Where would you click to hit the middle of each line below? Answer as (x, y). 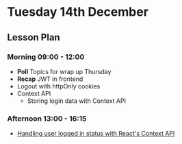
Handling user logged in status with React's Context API (96, 134)
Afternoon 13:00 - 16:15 (47, 119)
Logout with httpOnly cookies (58, 86)
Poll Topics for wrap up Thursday (64, 71)
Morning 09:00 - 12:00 (46, 57)
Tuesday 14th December (78, 12)
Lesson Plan (34, 37)
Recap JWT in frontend (50, 79)
